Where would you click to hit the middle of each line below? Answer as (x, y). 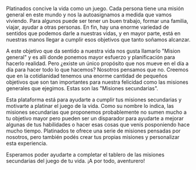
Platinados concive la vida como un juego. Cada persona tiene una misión (95, 8)
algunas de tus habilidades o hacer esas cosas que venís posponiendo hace (98, 125)
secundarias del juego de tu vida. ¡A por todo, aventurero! (75, 161)
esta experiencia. (27, 143)
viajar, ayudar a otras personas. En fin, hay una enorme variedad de (88, 27)
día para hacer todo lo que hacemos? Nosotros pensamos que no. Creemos (97, 69)
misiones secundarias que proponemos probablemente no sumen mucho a (97, 112)
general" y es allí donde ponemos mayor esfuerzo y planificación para (91, 57)
